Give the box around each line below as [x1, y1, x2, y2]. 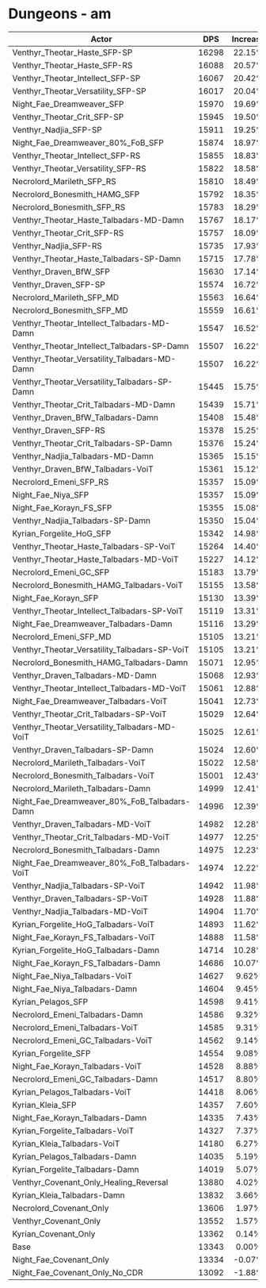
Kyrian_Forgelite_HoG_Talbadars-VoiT [12, 918, 155, 929]
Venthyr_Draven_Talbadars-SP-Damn [12, 744, 154, 755]
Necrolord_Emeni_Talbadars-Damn [12, 1009, 143, 1020]
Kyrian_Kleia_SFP [12, 1099, 77, 1110]
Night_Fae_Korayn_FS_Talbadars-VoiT [12, 932, 156, 943]
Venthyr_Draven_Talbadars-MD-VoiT [12, 818, 152, 829]
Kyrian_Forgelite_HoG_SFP [12, 528, 112, 539]
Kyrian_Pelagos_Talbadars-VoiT [12, 1086, 132, 1098]
